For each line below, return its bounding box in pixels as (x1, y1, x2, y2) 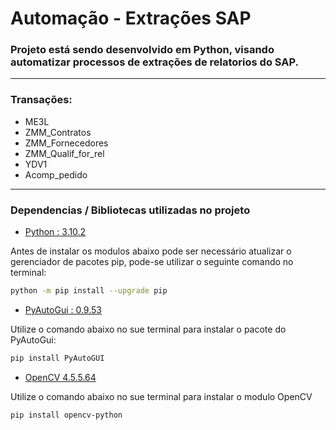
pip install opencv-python (10, 410, 123, 420)
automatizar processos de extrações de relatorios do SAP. (10, 55, 299, 69)
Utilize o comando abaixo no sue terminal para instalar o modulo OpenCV (10, 390, 313, 402)
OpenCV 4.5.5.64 (24, 371, 97, 383)
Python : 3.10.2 (24, 226, 87, 238)
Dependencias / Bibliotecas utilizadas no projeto (10, 203, 251, 217)
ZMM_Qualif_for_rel (24, 147, 105, 159)
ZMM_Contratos (24, 126, 92, 138)
